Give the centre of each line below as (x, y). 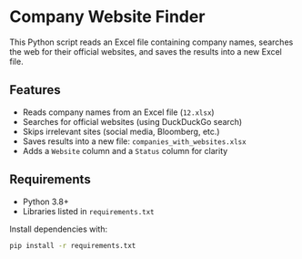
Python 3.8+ (46, 202)
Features (35, 90)
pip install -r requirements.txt (73, 245)
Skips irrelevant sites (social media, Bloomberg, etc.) (121, 131)
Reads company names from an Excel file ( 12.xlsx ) (119, 112)
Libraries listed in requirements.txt (88, 211)
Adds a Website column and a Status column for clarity (125, 150)
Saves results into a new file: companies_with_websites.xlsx (135, 141)
